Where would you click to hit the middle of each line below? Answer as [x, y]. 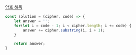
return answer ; [30, 44]
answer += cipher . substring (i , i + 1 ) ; [64, 30]
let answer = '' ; [32, 21]
